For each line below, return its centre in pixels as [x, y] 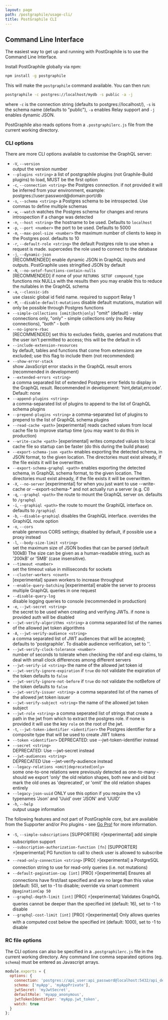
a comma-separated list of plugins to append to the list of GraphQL [81, 404]
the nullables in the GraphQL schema [50, 286]
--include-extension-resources [45, 346]
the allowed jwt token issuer [41, 697]
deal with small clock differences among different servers [71, 660]
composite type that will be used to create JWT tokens [69, 735]
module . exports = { [25, 971]
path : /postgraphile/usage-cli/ [39, 15]
